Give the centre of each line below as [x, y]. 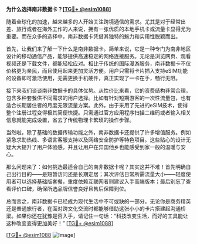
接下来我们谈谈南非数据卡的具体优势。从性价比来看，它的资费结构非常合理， [98, 91]
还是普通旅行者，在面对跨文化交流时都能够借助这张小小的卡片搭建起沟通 [93, 209]
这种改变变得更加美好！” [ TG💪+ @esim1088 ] [60, 223]
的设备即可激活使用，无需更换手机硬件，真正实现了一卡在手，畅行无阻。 [93, 78]
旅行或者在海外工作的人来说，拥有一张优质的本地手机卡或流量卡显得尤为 [103, 29]
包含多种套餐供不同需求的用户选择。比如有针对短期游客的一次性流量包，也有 [98, 98]
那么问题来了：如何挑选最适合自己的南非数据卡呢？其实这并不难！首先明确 [96, 167]
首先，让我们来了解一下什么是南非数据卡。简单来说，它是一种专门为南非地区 [98, 49]
